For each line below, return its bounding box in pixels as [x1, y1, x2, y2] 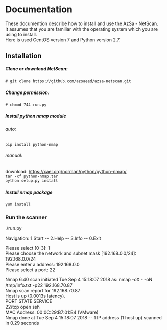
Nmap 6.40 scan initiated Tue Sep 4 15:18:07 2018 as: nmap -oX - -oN [5, 277, 153, 283]
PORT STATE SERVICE [5, 298, 53, 304]
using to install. [5, 31, 37, 37]
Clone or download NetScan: [5, 65, 68, 72]
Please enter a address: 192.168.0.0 [5, 262, 80, 268]
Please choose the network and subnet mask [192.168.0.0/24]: [5, 250, 137, 256]
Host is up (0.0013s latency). [5, 293, 65, 299]
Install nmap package [5, 189, 53, 195]
